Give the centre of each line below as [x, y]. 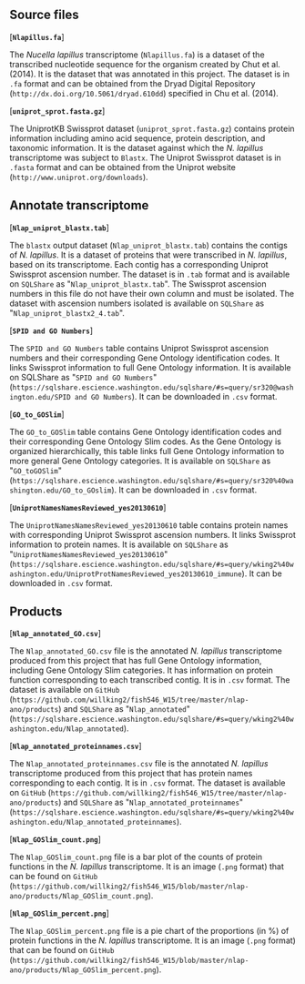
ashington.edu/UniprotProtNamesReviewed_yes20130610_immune [126, 574]
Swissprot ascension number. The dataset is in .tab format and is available [150, 274]
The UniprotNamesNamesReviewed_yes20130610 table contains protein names [149, 525]
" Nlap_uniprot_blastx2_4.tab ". [67, 312]
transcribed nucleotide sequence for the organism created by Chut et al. [145, 64]
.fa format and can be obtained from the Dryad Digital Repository [132, 83]
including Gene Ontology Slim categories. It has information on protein [141, 670]
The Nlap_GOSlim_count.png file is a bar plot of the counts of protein [136, 857]
